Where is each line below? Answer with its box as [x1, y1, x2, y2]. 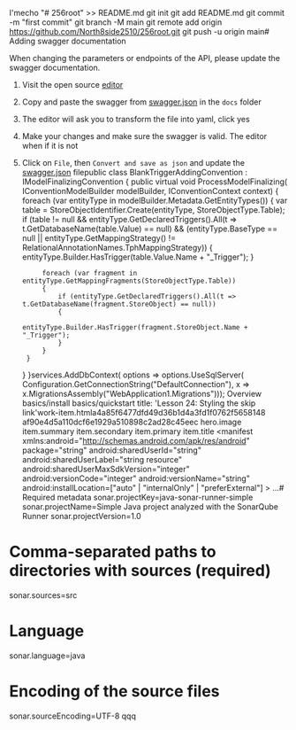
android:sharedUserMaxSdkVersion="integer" [21, 464, 190, 474]
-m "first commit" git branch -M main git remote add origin [9, 17, 223, 27]
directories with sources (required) [9, 561, 271, 581]
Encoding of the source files [9, 681, 220, 702]
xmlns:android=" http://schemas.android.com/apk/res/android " [21, 436, 250, 446]
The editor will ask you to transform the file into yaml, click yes [21, 114, 250, 124]
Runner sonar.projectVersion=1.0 [21, 511, 141, 521]
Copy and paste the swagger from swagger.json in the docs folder [21, 97, 262, 107]
